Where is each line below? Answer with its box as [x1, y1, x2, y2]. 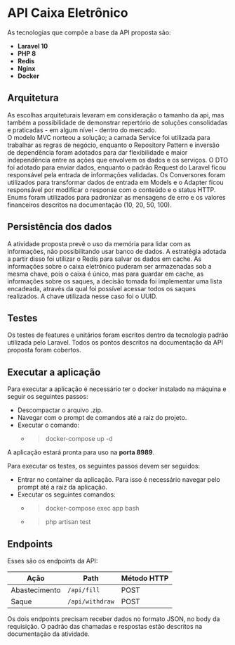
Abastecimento [11, 585, 61, 595]
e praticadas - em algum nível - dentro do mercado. [7, 125, 157, 134]
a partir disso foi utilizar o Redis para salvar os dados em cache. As [7, 255, 202, 263]
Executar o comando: [17, 421, 79, 430]
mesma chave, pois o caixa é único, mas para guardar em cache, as [7, 269, 204, 278]
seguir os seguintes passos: [7, 392, 88, 401]
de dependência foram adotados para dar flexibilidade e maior [7, 148, 188, 156]
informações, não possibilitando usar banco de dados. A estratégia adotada [7, 247, 227, 255]
